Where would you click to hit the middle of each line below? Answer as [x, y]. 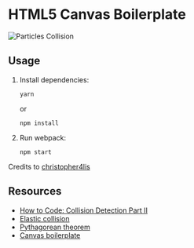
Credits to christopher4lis [49, 166]
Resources [35, 191]
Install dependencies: [54, 79]
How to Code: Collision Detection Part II [83, 210]
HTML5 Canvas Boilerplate [97, 15]
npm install [39, 123]
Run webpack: [43, 137]
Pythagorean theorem [55, 227]
